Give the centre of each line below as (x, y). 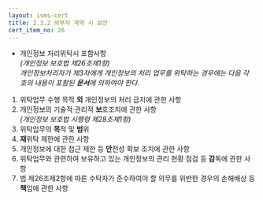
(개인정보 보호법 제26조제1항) (65, 63)
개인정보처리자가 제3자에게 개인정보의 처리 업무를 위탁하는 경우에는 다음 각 (134, 73)
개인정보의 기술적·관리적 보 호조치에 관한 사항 (88, 109)
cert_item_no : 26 (37, 30)
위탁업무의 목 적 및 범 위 (54, 129)
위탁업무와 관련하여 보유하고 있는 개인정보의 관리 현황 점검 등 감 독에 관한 (131, 159)
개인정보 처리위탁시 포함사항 (63, 54)
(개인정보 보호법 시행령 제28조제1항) (75, 120)
